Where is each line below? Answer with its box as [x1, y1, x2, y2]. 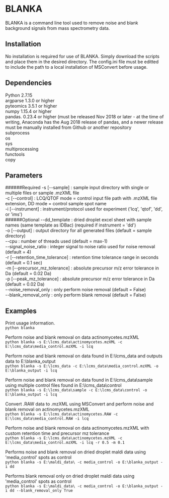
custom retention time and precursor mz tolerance [5, 430, 110, 436]
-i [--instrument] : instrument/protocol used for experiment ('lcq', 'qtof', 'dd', [5, 206, 163, 212]
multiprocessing [5, 146, 39, 152]
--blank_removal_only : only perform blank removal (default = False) [5, 292, 146, 298]
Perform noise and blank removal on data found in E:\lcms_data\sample [5, 377, 153, 383]
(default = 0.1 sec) [5, 260, 43, 266]
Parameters [5, 171, 43, 179]
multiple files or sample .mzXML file [5, 190, 79, 196]
